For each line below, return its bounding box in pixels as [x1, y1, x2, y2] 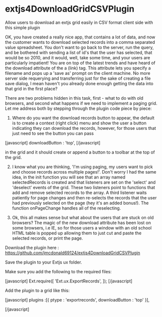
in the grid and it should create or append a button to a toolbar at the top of [5, 149, 155, 155]
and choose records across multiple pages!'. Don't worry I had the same [12, 169, 157, 175]
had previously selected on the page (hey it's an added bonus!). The [12, 200, 149, 206]
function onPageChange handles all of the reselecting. [12, 205, 121, 211]
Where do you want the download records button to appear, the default [12, 115, 155, 121]
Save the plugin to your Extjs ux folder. [5, 259, 82, 265]
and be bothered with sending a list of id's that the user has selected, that [5, 50, 152, 55]
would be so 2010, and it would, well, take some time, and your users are [5, 54, 150, 60]
